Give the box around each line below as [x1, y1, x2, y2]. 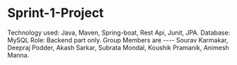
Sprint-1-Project [7, 5, 104, 21]
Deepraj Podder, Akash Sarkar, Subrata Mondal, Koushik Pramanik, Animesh [7, 43, 230, 52]
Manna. [7, 51, 30, 59]
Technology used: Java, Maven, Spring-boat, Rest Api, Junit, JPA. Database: [7, 28, 231, 37]
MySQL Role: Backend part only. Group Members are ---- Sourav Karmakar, [7, 35, 229, 44]
